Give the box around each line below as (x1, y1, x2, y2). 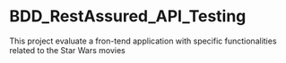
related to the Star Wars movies (9, 44, 126, 55)
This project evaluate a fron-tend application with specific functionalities (9, 35, 277, 46)
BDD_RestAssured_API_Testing (9, 6, 247, 27)
